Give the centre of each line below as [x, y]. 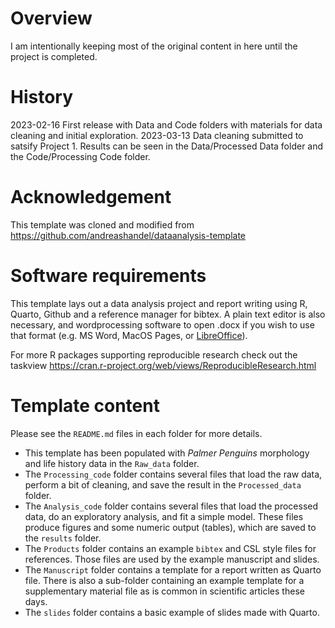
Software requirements [108, 276]
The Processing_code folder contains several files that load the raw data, [173, 474]
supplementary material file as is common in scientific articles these [164, 591]
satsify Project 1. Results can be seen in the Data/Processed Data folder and [167, 146]
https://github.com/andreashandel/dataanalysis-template [128, 235]
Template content [85, 405]
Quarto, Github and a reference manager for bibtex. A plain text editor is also [168, 314]
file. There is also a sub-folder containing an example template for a [164, 580]
